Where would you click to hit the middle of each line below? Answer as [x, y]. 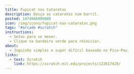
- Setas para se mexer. [33, 37]
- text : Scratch [26, 59]
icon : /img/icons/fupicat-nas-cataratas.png [51, 23]
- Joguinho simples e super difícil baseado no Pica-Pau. [70, 50]
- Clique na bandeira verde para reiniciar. [55, 41]
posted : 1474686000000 [28, 18]
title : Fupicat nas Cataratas [36, 9]
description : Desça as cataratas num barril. [52, 14]
